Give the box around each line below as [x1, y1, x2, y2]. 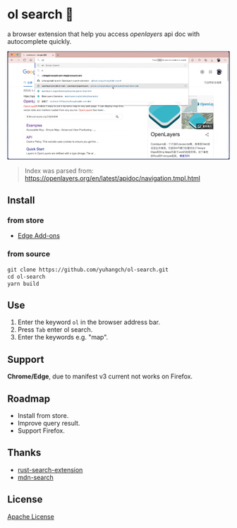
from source [7, 249, 51, 259]
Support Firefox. [17, 426, 65, 435]
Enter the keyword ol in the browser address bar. [17, 318, 161, 327]
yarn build [7, 280, 39, 287]
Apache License [7, 512, 54, 521]
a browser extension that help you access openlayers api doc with [7, 30, 200, 38]
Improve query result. [17, 419, 80, 427]
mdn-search [17, 473, 54, 481]
